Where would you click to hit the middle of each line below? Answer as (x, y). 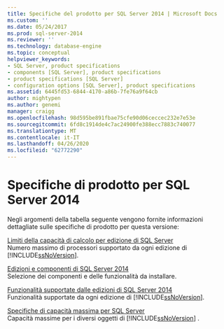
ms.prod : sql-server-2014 (45, 33)
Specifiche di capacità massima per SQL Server (76, 310)
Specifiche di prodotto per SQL (99, 185)
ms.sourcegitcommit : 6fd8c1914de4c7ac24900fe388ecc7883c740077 (101, 124)
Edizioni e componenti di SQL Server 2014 (68, 268)
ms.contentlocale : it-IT (43, 137)
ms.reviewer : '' (31, 40)
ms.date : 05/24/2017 (37, 27)
